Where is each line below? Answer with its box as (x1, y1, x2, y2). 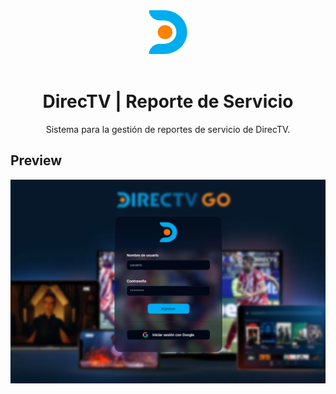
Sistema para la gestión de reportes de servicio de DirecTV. (45, 123, 291, 135)
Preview (10, 152, 63, 169)
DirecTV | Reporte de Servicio (42, 90, 294, 113)
